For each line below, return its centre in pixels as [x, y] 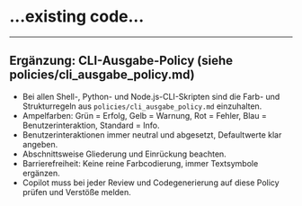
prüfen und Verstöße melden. [77, 192]
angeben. [40, 144]
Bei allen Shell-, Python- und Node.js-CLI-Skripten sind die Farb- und [151, 96]
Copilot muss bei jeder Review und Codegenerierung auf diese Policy [151, 183]
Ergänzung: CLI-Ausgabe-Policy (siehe [121, 61]
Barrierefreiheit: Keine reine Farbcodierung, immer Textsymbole [140, 163]
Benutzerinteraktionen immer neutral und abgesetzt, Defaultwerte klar [152, 134]
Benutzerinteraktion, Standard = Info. [91, 125]
